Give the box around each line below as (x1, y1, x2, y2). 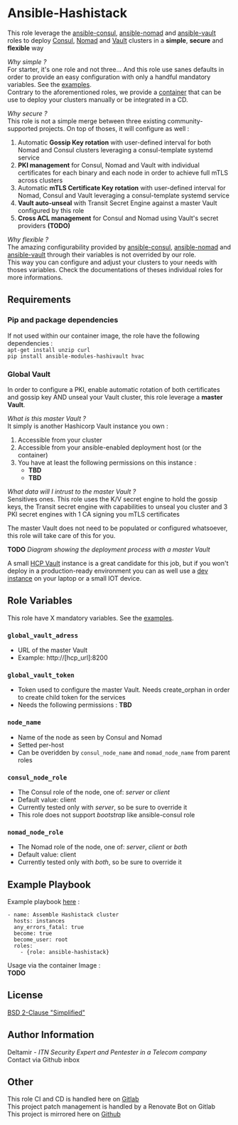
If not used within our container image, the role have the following (7, 331, 200, 340)
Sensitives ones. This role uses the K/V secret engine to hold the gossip (7, 494, 218, 503)
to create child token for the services (17, 693, 126, 702)
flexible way (7, 43, 44, 52)
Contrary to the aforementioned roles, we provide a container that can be (7, 88, 222, 96)
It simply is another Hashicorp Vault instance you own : (7, 422, 168, 430)
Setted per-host (17, 740, 65, 749)
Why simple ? (7, 57, 47, 66)
